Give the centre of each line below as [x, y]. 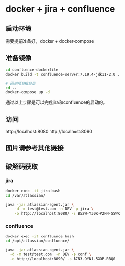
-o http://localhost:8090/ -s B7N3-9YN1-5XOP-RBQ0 [63, 259]
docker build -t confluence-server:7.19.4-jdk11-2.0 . [63, 74]
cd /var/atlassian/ [25, 195]
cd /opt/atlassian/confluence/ [37, 241]
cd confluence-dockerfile [32, 70]
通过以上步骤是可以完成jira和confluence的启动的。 [57, 102]
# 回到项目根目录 [21, 83]
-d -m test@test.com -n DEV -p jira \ [54, 209]
